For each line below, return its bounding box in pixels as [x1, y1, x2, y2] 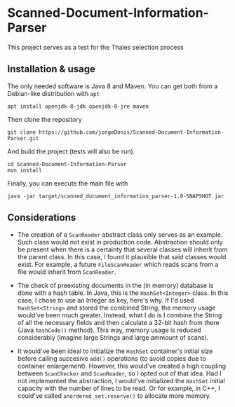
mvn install [7, 167, 42, 174]
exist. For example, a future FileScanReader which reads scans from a [17, 260, 219, 268]
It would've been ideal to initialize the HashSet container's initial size [17, 347, 213, 355]
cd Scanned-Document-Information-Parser [7, 160, 128, 167]
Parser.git [7, 134, 39, 142]
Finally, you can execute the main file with [7, 179, 128, 187]
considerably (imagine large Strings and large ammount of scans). [17, 333, 209, 341]
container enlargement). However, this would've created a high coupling [17, 361, 227, 370]
